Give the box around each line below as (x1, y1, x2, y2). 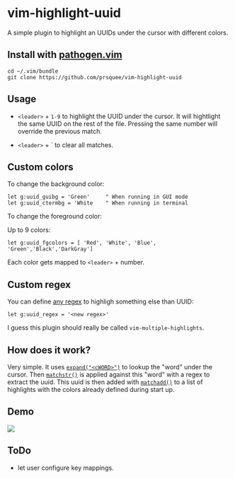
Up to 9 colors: (7, 226, 51, 234)
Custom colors (7, 161, 74, 173)
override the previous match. (17, 127, 103, 135)
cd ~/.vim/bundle (7, 67, 59, 75)
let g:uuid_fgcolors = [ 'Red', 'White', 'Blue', (7, 239, 157, 247)
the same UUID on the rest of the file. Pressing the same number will (17, 119, 218, 128)
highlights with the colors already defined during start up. (7, 386, 175, 393)
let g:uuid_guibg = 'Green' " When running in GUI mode (7, 193, 189, 201)
